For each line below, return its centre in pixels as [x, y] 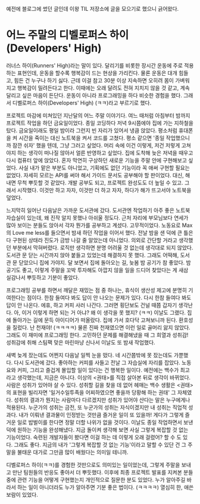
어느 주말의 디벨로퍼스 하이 [68, 35]
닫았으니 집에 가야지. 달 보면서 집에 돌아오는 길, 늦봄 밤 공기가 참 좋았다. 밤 [105, 262]
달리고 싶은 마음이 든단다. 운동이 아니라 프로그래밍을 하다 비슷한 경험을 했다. [94, 95]
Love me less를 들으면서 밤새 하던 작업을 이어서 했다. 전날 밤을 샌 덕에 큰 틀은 [103, 232]
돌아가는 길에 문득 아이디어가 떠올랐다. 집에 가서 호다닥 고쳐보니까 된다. [95, 320]
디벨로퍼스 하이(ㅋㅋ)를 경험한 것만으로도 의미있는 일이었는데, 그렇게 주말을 [93, 465]
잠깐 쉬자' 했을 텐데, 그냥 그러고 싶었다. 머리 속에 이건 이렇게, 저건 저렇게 [96, 145]
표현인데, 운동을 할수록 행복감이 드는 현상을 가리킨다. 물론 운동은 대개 [97, 73]
